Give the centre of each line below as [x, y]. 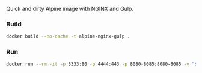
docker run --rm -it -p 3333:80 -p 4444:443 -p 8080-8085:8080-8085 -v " [101, 64]
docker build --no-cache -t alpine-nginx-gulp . [68, 36]
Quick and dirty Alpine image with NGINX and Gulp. [70, 9]
